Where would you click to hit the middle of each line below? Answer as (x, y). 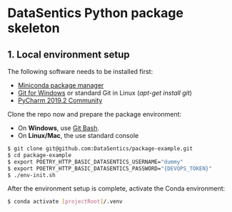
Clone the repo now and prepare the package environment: (95, 114)
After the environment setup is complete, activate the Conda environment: (116, 189)
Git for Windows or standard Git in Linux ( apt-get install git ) (105, 93)
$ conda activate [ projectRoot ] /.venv (65, 202)
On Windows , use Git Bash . (59, 128)
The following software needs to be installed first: (80, 71)
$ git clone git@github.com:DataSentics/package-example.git (100, 149)
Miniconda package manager (61, 85)
